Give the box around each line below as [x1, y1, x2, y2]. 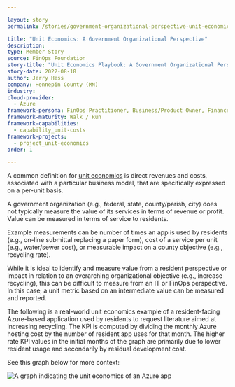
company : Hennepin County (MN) [7, 81, 99, 88]
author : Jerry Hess [7, 74, 64, 81]
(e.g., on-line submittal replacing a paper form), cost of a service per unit [7, 236, 218, 244]
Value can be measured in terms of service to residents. [7, 215, 169, 223]
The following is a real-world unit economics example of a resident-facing [7, 307, 220, 316]
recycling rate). [7, 251, 51, 259]
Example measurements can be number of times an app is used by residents [7, 228, 228, 237]
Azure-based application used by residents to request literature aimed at [7, 315, 217, 323]
